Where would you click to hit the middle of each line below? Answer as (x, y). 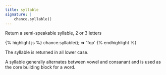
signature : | (19, 14)
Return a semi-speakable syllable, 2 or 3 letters (53, 33)
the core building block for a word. (40, 67)
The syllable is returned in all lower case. (47, 52)
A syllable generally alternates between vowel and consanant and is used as (83, 62)
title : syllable (22, 10)
